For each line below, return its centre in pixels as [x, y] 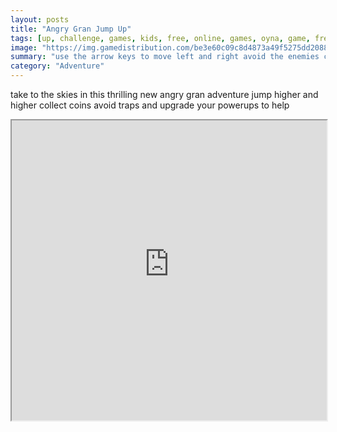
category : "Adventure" [57, 66]
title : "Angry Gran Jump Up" [71, 29]
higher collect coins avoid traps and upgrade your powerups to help [150, 105]
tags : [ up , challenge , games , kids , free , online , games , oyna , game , [160, 38]
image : [24, 47]
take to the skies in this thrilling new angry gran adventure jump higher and [164, 94]
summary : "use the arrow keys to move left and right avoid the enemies [165, 57]
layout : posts [40, 19]
